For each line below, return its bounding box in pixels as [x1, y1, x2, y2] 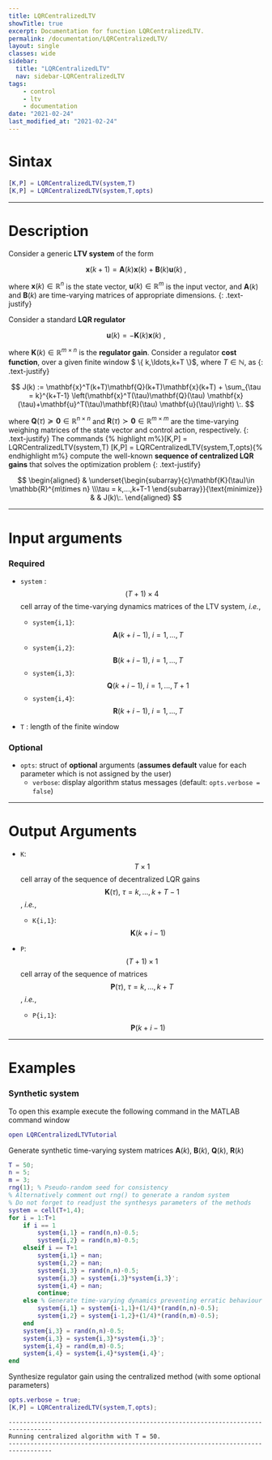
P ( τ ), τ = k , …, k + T [110, 982, 174, 992]
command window [8, 1114, 70, 1124]
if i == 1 [23, 1222, 57, 1230]
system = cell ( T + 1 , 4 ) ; [8, 1206, 85, 1214]
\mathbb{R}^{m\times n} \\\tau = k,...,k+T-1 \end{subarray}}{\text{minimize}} [9, 484, 263, 494]
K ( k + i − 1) [130, 928, 166, 938]
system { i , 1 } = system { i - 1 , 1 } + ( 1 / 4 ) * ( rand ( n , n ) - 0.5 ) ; [37, 1304, 219, 1312]
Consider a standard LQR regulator [8, 315, 125, 324]
